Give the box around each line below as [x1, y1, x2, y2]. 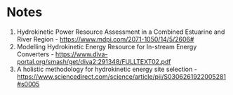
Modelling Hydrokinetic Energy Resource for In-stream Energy [16, 42, 197, 51]
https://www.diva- [55, 50, 108, 58]
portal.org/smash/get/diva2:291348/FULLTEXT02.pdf [16, 57, 171, 65]
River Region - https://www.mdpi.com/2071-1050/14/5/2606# [16, 34, 194, 43]
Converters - [16, 50, 54, 58]
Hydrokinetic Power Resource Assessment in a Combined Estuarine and [16, 27, 225, 36]
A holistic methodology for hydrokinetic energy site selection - [16, 65, 197, 73]
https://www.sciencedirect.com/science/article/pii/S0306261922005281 [16, 72, 226, 81]
